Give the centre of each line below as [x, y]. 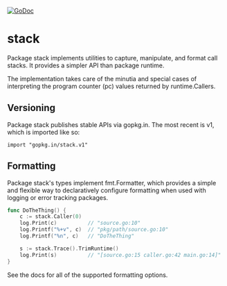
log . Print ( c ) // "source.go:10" [80, 223]
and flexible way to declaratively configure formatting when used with [107, 190]
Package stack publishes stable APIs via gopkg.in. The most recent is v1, [111, 124]
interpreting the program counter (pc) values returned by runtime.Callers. [111, 86]
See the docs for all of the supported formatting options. [88, 275]
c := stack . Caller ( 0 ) [51, 217]
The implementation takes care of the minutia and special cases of [102, 78]
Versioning [31, 108]
